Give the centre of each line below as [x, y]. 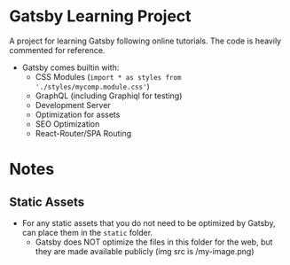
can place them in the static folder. [87, 232]
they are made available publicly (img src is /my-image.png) [145, 251]
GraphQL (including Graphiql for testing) [109, 96]
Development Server [73, 105]
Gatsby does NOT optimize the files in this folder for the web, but [154, 242]
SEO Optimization [67, 124]
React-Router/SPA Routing [83, 133]
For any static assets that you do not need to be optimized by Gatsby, [149, 222]
